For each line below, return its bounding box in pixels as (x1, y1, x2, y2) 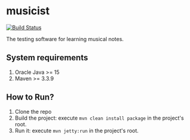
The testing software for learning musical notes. (6, 35, 124, 42)
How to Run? (6, 92, 55, 102)
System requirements (6, 52, 88, 63)
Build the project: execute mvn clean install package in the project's (14, 114, 184, 122)
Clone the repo (14, 108, 52, 115)
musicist (6, 4, 50, 18)
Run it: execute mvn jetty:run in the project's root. (14, 127, 139, 134)
